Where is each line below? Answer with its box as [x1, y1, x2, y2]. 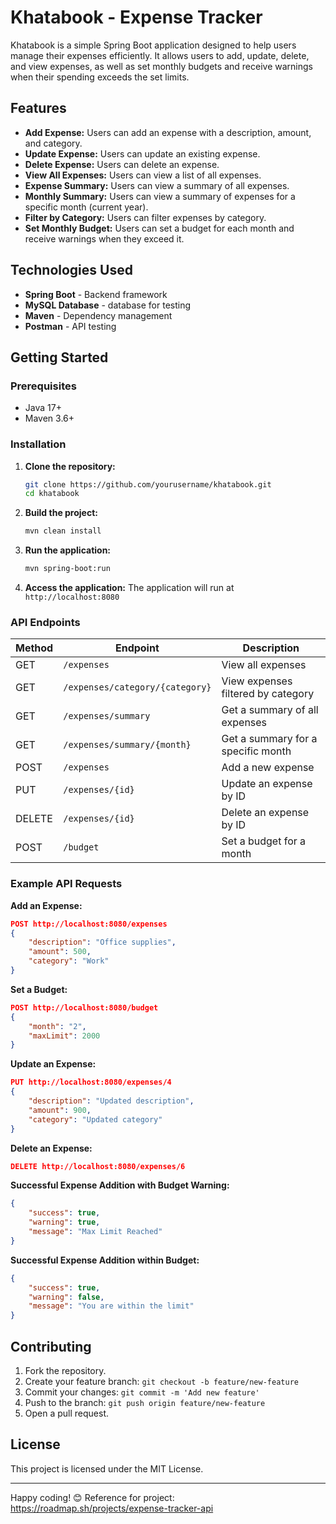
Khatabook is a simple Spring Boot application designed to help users [10, 39, 297, 51]
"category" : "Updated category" [28, 1114, 163, 1125]
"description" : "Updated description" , [28, 1096, 195, 1106]
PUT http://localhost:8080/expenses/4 [10, 1077, 172, 1088]
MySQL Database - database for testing [24, 299, 192, 311]
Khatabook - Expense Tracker [10, 6, 263, 29]
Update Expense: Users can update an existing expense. [24, 147, 261, 160]
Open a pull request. [24, 1407, 110, 1419]
